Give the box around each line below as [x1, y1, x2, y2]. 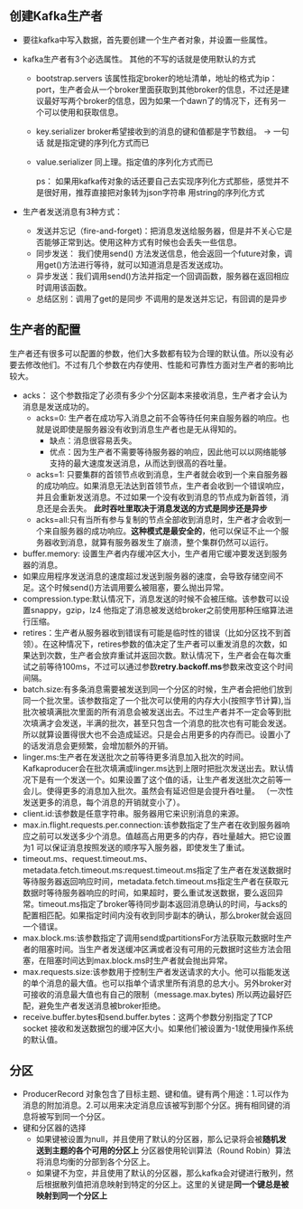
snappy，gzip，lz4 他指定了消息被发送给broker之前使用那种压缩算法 [30, 604, 286, 615]
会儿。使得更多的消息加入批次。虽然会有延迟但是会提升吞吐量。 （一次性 [22, 785, 294, 796]
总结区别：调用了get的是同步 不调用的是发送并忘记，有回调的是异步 [35, 293, 288, 304]
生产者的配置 [9, 322, 81, 337]
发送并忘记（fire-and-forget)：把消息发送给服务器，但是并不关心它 [35, 225, 285, 236]
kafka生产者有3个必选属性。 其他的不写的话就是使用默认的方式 [22, 53, 256, 64]
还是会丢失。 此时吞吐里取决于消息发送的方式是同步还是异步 [43, 503, 268, 514]
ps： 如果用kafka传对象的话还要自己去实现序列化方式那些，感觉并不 [35, 175, 289, 186]
